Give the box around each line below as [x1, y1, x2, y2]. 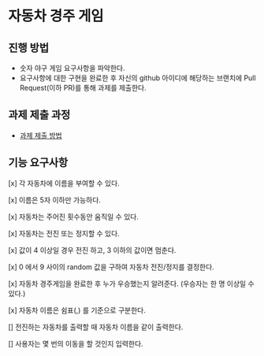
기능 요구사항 [8, 156, 69, 169]
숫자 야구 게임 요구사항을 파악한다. [19, 64, 125, 72]
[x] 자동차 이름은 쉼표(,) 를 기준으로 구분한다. [8, 305, 146, 315]
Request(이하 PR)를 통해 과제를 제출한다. [19, 83, 147, 92]
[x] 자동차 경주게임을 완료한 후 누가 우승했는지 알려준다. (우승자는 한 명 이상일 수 [8, 279, 255, 288]
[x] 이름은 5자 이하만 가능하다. [8, 195, 101, 205]
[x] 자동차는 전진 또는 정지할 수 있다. [8, 228, 120, 238]
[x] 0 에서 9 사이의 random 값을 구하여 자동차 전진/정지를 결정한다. [8, 261, 214, 272]
